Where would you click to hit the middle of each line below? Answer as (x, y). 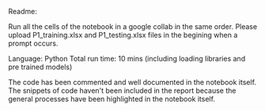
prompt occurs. (33, 43)
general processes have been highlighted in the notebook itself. (112, 99)
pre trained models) (40, 67)
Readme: (23, 11)
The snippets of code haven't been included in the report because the (122, 91)
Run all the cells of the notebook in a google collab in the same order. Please (133, 26)
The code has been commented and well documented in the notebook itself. (132, 82)
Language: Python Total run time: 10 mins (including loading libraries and (127, 59)
